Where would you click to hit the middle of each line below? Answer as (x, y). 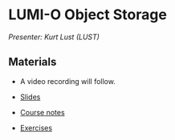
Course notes (43, 112)
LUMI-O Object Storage (87, 15)
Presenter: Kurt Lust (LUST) (54, 37)
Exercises (36, 128)
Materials (33, 62)
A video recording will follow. (68, 81)
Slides (30, 97)
